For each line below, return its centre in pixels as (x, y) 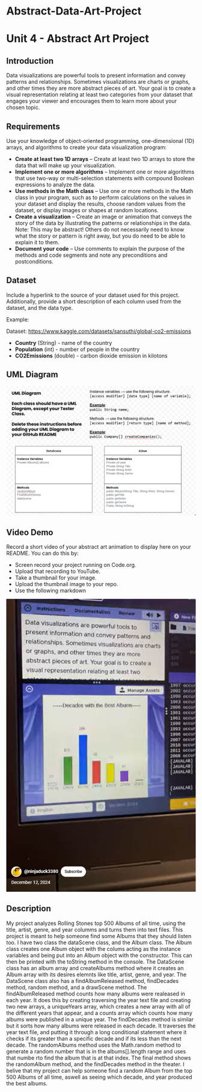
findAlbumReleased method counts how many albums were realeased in (96, 994)
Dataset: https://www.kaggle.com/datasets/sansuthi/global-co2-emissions (99, 331)
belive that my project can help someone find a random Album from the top (99, 1070)
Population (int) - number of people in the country (77, 349)
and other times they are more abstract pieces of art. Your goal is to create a (101, 88)
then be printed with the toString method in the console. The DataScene (95, 961)
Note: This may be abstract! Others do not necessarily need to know (99, 229)
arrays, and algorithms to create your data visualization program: (87, 147)
